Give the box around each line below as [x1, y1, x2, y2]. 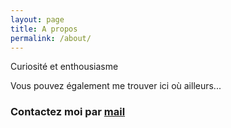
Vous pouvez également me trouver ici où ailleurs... [10, 80, 222, 92]
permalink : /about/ [10, 33, 92, 43]
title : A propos [10, 24, 78, 34]
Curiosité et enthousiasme [10, 61, 119, 73]
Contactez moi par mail [10, 105, 126, 119]
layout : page [10, 14, 65, 25]
